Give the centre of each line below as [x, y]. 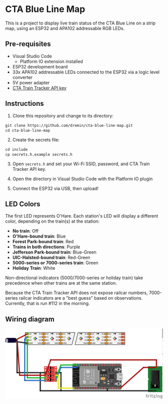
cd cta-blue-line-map [28, 130]
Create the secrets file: [36, 140]
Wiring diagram [30, 319]
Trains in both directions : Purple [46, 247]
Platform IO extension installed [51, 61]
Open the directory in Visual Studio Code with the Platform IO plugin [82, 179]
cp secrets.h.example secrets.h [39, 154]
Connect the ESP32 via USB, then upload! [55, 188]
